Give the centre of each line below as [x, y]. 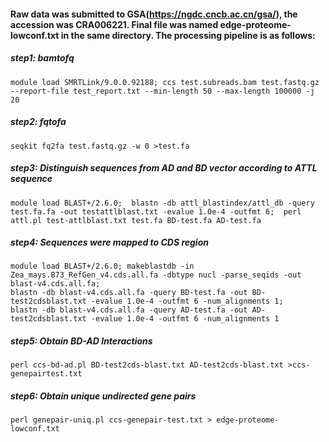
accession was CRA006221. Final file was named [114, 24]
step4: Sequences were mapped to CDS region [109, 242]
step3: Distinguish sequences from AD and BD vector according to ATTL [164, 168]
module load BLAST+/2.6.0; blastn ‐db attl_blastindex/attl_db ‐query [162, 203]
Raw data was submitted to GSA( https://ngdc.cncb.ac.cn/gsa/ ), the [154, 14]
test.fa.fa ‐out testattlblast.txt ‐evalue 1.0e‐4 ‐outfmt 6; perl [156, 211]
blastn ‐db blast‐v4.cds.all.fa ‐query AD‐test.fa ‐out [129, 310]
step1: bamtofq [42, 58]
